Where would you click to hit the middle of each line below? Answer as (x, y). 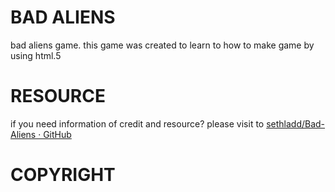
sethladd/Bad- (296, 123)
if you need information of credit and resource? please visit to (137, 123)
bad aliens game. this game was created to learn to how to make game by (162, 45)
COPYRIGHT (63, 175)
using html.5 (36, 55)
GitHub (57, 134)
